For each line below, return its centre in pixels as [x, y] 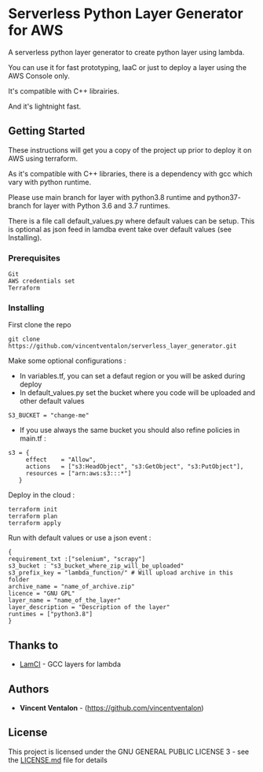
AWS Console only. [39, 76]
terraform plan [33, 516]
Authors [29, 689]
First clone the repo [40, 325]
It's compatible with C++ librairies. [64, 90]
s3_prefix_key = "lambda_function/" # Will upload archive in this [121, 573]
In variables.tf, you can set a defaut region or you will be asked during [132, 376]
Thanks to [33, 645]
